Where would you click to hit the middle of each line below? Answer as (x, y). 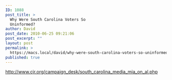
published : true (23, 57)
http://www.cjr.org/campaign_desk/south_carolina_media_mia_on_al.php (81, 72)
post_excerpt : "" (24, 39)
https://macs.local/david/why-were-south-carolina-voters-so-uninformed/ (90, 52)
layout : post (19, 43)
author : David (20, 29)
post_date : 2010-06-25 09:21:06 (40, 34)
